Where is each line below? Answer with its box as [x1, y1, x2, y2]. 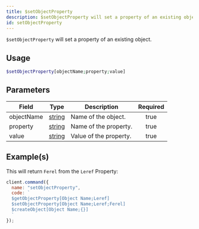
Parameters [6, 85, 50, 95]
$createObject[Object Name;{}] [11, 207, 89, 213]
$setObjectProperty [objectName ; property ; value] [6, 69, 126, 75]
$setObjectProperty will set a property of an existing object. [6, 36, 152, 43]
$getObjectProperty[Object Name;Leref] [11, 196, 110, 202]
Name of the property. [70, 122, 133, 130]
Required [138, 102, 165, 111]
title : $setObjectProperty [6, 8, 73, 15]
